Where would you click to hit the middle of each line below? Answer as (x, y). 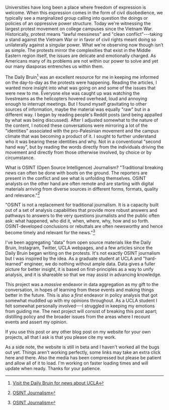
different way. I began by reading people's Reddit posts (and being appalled (84, 115)
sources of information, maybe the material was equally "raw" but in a (77, 109)
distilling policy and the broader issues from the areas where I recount (78, 316)
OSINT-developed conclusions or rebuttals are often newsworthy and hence (84, 226)
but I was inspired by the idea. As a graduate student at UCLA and (74, 258)
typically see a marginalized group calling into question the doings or (77, 18)
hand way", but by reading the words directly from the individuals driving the (84, 147)
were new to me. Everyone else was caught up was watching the (72, 93)
